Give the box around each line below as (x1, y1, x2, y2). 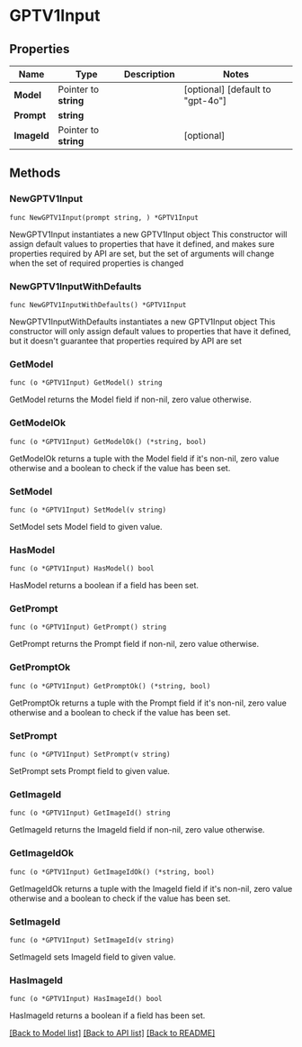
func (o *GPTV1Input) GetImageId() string (9, 808, 171, 818)
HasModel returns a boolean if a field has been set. (9, 580, 200, 591)
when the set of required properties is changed (9, 258, 184, 269)
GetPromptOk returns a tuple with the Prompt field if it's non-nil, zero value (9, 697, 288, 708)
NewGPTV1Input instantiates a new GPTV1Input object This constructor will (9, 229, 288, 240)
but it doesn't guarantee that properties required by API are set (9, 335, 243, 346)
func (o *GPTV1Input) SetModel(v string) (9, 505, 167, 514)
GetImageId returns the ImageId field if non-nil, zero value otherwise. (9, 824, 265, 835)
